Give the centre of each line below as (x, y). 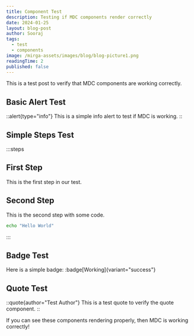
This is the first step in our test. (44, 182)
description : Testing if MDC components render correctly (79, 17)
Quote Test (27, 288)
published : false (28, 67)
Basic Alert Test (36, 102)
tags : (13, 39)
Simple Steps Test (40, 135)
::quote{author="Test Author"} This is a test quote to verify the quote (90, 303)
